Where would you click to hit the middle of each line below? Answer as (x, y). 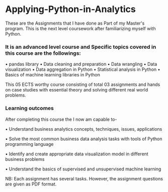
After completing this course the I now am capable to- (61, 119)
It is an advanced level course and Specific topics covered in (81, 47)
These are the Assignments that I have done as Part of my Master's (75, 23)
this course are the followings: (43, 53)
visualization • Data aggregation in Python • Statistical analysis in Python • (83, 69)
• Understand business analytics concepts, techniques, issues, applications (84, 129)
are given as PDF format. (31, 184)
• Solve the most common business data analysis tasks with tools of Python (84, 139)
